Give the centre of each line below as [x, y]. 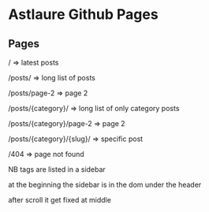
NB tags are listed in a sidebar [57, 169]
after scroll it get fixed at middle [60, 200]
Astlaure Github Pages [84, 15]
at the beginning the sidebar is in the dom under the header [105, 184]
